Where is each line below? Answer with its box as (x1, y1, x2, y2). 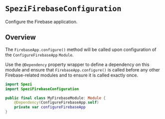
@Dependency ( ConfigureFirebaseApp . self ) (14, 100, 99, 105)
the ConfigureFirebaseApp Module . (5, 51, 74, 57)
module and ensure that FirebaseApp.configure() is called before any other (5, 66, 161, 72)
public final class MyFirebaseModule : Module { (5, 95, 106, 100)
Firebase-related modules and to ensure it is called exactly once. (5, 72, 139, 78)
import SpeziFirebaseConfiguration (5, 86, 79, 91)
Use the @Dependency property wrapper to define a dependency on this (5, 61, 150, 67)
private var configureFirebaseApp (14, 104, 86, 110)
